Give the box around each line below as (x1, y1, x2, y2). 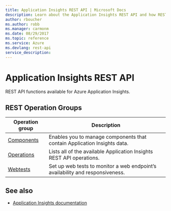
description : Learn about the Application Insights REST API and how (5, 12, 156, 17)
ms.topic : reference (5, 36, 49, 41)
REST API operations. (48, 155, 100, 162)
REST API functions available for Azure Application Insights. (5, 88, 131, 95)
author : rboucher (5, 17, 42, 22)
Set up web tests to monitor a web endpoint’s (48, 163, 157, 170)
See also (5, 186, 33, 195)
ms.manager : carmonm (5, 26, 49, 32)
